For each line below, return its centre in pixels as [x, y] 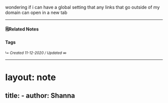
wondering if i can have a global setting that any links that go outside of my [82, 7]
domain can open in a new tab [36, 12]
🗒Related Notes [22, 29]
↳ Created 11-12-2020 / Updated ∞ [36, 53]
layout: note [30, 77]
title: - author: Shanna [40, 96]
